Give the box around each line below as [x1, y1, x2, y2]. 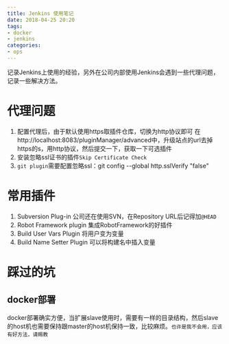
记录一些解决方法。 [7, 76, 62, 84]
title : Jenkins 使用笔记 [7, 10, 74, 17]
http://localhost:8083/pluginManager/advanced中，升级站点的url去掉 [16, 135, 213, 144]
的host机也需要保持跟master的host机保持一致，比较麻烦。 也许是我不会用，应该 [7, 322, 223, 330]
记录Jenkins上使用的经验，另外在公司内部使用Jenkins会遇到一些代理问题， [7, 68, 219, 76]
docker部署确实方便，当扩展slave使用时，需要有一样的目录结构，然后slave [7, 313, 219, 321]
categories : [7, 42, 41, 49]
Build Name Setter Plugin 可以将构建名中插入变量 [16, 238, 156, 246]
